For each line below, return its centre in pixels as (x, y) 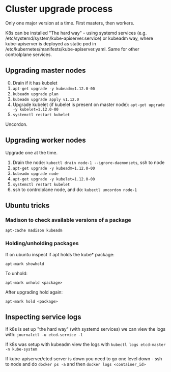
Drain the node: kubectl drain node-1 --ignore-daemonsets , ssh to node (89, 162)
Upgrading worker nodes (46, 140)
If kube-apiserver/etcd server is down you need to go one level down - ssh (84, 359)
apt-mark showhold (25, 264)
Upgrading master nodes (46, 71)
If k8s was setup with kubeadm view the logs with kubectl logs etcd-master (85, 344)
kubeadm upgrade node (35, 174)
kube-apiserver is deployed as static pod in (51, 43)
